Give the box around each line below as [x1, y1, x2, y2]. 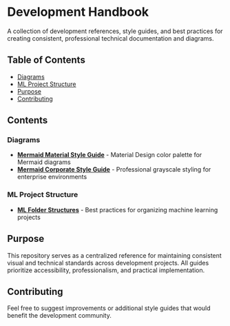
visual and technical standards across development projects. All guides [7, 258, 209, 267]
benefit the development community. [7, 312, 112, 320]
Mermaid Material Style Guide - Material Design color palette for [17, 151, 202, 159]
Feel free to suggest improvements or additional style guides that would [7, 304, 211, 312]
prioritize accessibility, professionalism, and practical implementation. [7, 266, 205, 274]
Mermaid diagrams [17, 158, 71, 166]
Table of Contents [7, 54, 86, 66]
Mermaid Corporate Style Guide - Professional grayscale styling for [17, 165, 211, 174]
